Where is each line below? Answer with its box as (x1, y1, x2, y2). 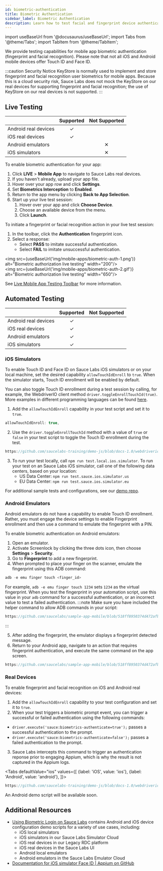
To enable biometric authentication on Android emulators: (5, 531, 120, 537)
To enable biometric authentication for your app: (5, 162, 102, 167)
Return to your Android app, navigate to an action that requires (12, 642, 137, 648)
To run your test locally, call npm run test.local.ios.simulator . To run (12, 458, 153, 463)
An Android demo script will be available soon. (5, 792, 98, 798)
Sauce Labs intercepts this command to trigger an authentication (12, 749, 142, 755)
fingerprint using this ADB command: (12, 566, 86, 572)
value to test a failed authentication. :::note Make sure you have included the (5, 600, 158, 606)
